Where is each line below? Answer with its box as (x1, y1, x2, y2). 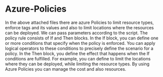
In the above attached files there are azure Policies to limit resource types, (5, 19, 154, 25)
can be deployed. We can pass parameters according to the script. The (5, 30, 148, 36)
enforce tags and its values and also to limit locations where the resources (5, 24, 154, 30)
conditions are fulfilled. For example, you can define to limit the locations (5, 56, 151, 61)
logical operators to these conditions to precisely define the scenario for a (5, 45, 154, 51)
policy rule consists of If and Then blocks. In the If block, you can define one (5, 35, 159, 41)
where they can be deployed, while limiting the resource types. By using (5, 61, 150, 67)
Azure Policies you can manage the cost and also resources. (5, 66, 127, 72)
